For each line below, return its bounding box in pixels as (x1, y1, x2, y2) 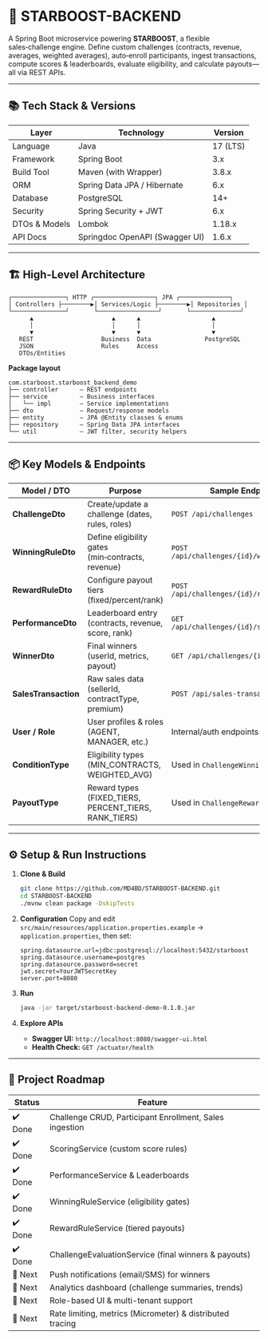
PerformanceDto (12, 618, 77, 629)
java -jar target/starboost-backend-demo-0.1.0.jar (19, 1003, 195, 1011)
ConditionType (12, 759, 69, 770)
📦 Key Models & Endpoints (8, 457, 146, 471)
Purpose (108, 485, 142, 496)
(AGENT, (87, 726, 120, 737)
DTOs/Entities (18, 349, 66, 357)
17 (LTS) (212, 140, 246, 151)
